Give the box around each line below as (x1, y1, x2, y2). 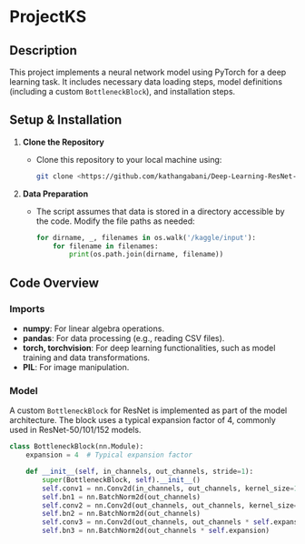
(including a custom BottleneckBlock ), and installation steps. (9, 86, 236, 96)
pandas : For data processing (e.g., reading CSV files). (22, 333, 225, 343)
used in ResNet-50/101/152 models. (9, 425, 142, 436)
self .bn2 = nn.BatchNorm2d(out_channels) (42, 509, 202, 519)
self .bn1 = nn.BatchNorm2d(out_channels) (42, 492, 202, 501)
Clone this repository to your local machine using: (35, 154, 222, 165)
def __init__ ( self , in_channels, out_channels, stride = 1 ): (25, 467, 254, 477)
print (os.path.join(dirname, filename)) (68, 250, 224, 259)
